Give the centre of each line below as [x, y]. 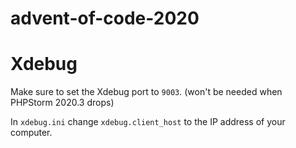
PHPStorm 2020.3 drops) [62, 103]
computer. [31, 133]
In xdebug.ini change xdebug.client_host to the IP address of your [148, 122]
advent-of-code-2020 [105, 18]
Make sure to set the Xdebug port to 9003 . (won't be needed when [146, 92]
